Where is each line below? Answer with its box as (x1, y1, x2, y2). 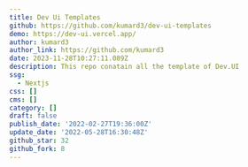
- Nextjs (17, 79, 50, 87)
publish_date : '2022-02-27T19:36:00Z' (9, 120, 152, 129)
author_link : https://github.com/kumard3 (9, 46, 165, 55)
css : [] (9, 87, 38, 95)
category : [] (9, 103, 58, 112)
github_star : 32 (9, 136, 69, 145)
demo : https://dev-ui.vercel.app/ (9, 29, 137, 38)
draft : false (9, 111, 58, 120)
